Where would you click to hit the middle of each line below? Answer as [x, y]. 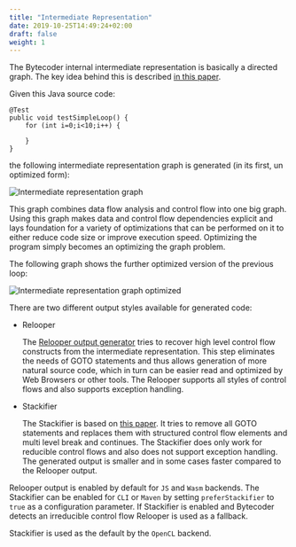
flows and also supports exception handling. [103, 389]
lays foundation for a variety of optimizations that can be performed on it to [147, 228]
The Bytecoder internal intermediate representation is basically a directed [144, 67]
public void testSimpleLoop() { [69, 118]
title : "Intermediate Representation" [81, 17]
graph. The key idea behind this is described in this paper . [115, 77]
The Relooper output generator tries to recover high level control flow [149, 342]
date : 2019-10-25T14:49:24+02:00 [71, 26]
